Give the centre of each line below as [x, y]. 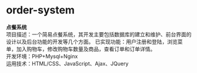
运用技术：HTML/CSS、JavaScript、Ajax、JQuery [67, 63]
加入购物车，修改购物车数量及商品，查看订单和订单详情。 [86, 49]
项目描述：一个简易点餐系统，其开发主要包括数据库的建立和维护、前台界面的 [99, 34]
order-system [41, 10]
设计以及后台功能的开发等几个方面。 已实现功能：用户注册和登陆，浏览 [92, 41]
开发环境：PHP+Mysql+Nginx [42, 56]
